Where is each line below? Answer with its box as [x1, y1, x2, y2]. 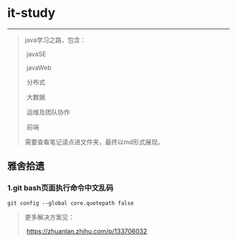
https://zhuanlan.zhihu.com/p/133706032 [26, 227, 147, 235]
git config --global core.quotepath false [7, 199, 134, 207]
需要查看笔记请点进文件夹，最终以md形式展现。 [24, 137, 164, 146]
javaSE [26, 49, 47, 58]
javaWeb [26, 63, 51, 72]
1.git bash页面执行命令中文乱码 [7, 183, 114, 193]
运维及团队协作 [26, 108, 71, 116]
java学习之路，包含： [24, 35, 87, 44]
